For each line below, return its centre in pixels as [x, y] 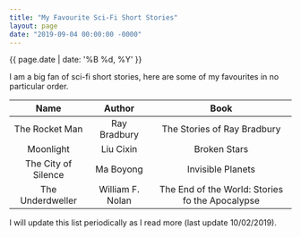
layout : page [34, 26]
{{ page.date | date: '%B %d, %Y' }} [76, 60]
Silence [48, 175]
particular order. [39, 87]
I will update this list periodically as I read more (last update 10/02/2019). [143, 223]
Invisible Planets [221, 169]
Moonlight [48, 149]
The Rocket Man [48, 129]
